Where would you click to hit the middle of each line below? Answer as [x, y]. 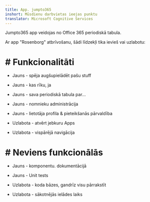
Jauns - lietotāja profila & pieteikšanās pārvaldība [62, 114]
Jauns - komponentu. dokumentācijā [49, 166]
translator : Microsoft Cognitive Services [49, 19]
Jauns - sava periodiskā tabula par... [49, 95]
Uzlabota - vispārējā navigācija [43, 132]
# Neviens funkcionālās [54, 152]
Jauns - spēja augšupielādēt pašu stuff [52, 76]
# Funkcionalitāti [40, 62]
